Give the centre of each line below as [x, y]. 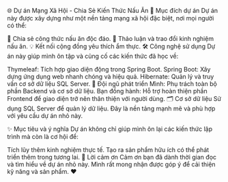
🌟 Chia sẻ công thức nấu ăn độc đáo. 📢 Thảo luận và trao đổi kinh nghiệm [110, 39]
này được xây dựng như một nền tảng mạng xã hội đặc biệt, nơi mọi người [111, 18]
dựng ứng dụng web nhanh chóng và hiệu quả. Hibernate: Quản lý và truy [111, 76]
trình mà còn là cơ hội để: [43, 137]
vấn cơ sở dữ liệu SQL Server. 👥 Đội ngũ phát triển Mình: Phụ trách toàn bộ [112, 84]
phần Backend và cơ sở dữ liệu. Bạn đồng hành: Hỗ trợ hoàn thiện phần [107, 91]
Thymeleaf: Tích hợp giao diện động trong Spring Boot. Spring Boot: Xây [109, 69]
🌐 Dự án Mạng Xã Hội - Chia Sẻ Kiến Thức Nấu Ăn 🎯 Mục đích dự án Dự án [113, 11]
